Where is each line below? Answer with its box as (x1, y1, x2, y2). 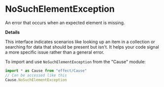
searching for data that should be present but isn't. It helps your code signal (5, 44, 159, 50)
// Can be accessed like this (5, 73, 67, 78)
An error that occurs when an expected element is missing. (5, 20, 125, 26)
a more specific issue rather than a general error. (5, 49, 104, 55)
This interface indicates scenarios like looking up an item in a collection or (5, 38, 155, 45)
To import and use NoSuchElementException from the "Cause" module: (5, 58, 146, 64)
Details (5, 29, 20, 35)
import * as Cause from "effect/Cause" (5, 68, 87, 73)
